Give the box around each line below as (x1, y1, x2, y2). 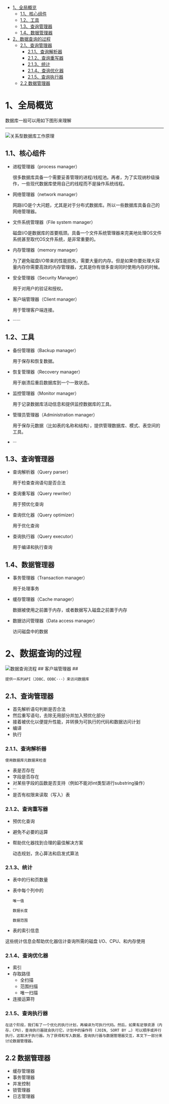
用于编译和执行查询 (12, 544, 53, 550)
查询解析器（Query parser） (12, 469, 71, 475)
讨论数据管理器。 (5, 1039, 36, 1044)
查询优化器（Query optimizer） (12, 512, 77, 518)
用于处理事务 (12, 586, 39, 592)
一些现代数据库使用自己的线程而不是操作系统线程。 (21, 180, 127, 186)
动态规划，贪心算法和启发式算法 (12, 850, 79, 856)
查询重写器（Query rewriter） (12, 491, 74, 497)
